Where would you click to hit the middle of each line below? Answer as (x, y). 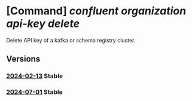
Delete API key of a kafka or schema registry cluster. (71, 40)
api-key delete (43, 24)
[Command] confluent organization (96, 11)
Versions (23, 59)
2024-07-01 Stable (34, 92)
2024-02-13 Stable (35, 76)
